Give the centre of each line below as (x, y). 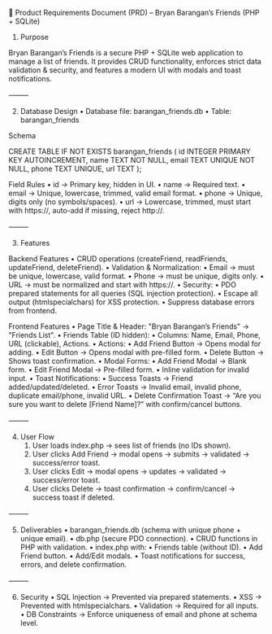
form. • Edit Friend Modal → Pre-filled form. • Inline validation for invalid (129, 369)
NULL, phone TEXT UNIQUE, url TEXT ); (75, 168)
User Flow (37, 437)
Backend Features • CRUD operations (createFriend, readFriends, (118, 259)
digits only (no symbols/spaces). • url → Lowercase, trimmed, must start (130, 202)
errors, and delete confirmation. (73, 564)
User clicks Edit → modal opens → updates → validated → (130, 471)
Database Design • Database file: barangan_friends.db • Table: (126, 111)
